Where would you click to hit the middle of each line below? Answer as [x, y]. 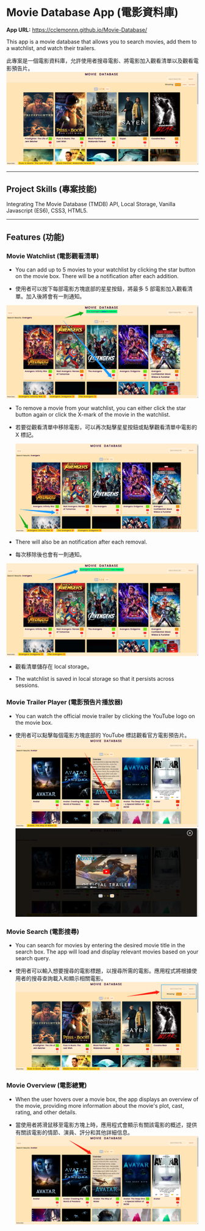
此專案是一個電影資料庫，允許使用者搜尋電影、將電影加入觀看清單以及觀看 [100, 60]
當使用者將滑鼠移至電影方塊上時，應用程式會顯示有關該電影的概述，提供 [106, 1125]
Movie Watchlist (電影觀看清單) [53, 256]
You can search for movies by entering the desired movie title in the [100, 946]
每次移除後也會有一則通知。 [50, 554]
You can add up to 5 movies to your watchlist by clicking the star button [105, 270]
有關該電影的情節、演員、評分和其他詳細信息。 [74, 1132]
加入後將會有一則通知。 [56, 296]
